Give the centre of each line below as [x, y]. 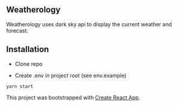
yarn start [20, 86]
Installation [28, 49]
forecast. [17, 30]
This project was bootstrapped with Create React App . [73, 97]
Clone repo [29, 64]
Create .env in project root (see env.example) [71, 75]
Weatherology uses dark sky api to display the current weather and [89, 24]
